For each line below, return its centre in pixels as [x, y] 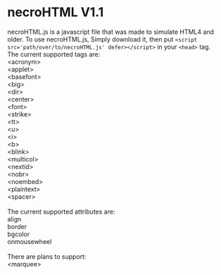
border [17, 226]
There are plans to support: [47, 256]
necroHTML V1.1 [56, 12]
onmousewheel [30, 241]
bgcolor [19, 234]
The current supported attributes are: [61, 212]
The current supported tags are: [54, 54]
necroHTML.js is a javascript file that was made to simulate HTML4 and [111, 32]
